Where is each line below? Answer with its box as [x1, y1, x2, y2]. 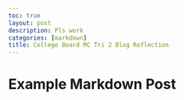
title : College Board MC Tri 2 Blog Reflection [8, 41, 170, 49]
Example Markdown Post [8, 75, 177, 94]
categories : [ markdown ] [8, 33, 88, 42]
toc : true [8, 11, 41, 20]
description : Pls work [8, 26, 84, 34]
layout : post [8, 19, 52, 27]
